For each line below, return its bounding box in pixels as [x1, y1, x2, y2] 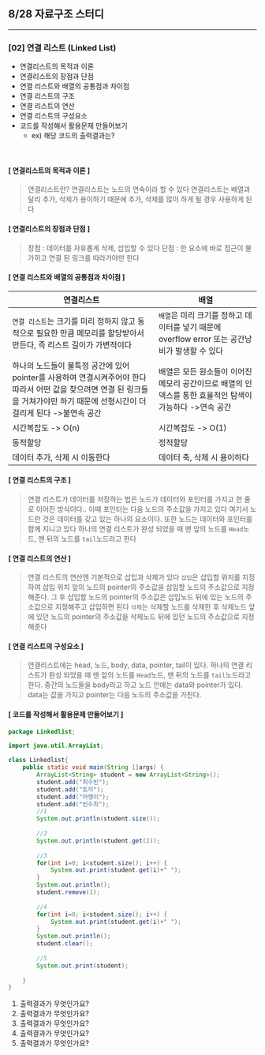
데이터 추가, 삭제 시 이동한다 [12, 452, 110, 463]
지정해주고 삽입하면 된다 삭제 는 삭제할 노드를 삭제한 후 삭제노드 [54, 603, 247, 612]
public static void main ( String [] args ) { [22, 764, 164, 772]
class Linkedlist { [8, 757, 69, 764]
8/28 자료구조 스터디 [8, 7, 104, 21]
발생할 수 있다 [174, 345, 223, 356]
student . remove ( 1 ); [36, 888, 101, 896]
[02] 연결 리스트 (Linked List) [8, 42, 117, 53]
